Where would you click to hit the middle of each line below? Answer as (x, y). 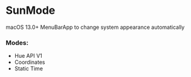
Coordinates (30, 62)
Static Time (29, 69)
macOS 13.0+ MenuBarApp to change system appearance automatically (95, 27)
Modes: (17, 43)
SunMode (31, 11)
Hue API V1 (28, 56)
